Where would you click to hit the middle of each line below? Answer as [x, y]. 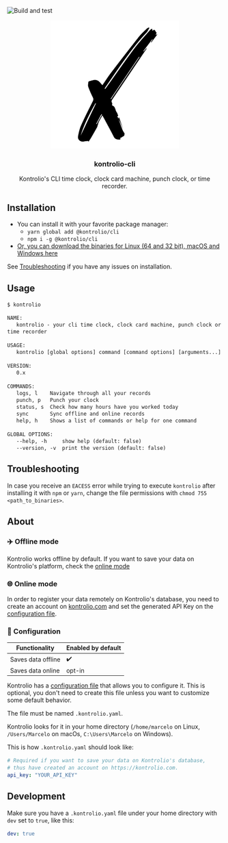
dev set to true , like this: [41, 820]
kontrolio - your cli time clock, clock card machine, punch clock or [119, 325]
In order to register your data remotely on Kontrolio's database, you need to [113, 599]
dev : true [21, 833]
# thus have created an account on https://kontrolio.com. [93, 768]
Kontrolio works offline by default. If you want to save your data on [101, 559]
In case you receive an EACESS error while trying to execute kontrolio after [111, 486]
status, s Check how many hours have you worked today [97, 407]
